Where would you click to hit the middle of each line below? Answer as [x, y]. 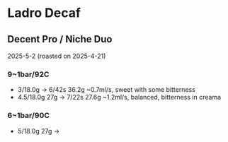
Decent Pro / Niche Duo [60, 39]
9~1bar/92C [28, 74]
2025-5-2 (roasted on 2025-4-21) [57, 56]
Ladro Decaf [44, 13]
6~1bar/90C [29, 116]
